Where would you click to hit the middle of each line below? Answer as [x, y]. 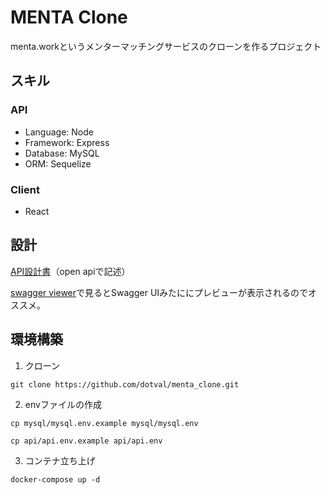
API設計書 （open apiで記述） [70, 271]
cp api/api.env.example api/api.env [86, 441]
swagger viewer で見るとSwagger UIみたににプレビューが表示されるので [159, 292]
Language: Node [59, 132]
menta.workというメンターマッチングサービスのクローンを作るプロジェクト [166, 46]
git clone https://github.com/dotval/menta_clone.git [125, 384]
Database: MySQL [62, 153]
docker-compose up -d [55, 479]
